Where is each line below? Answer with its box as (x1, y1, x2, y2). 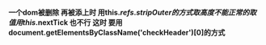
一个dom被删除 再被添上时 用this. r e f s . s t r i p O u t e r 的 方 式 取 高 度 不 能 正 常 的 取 (8, 7, 257, 17)
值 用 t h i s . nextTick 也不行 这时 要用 (8, 17, 123, 27)
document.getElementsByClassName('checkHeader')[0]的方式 (8, 27, 226, 37)
